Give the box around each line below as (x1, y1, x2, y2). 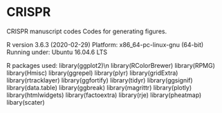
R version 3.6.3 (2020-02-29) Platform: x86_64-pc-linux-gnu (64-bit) (6, 40, 204, 49)
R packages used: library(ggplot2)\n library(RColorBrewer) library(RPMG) (6, 61, 216, 69)
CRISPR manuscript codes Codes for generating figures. (6, 27, 167, 35)
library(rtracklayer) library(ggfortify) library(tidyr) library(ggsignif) (6, 76, 193, 84)
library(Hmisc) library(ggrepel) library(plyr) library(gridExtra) (6, 69, 178, 77)
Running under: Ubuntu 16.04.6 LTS (6, 48, 108, 56)
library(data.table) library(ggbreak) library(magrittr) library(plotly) (6, 83, 192, 92)
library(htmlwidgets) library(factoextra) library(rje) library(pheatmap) (6, 91, 202, 99)
